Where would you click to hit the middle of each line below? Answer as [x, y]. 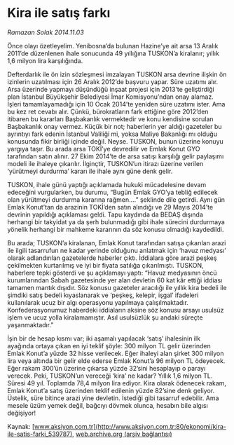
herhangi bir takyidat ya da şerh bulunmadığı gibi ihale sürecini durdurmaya [116, 221]
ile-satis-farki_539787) [40, 434]
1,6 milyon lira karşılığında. [45, 60]
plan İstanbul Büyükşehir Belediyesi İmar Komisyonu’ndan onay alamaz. [110, 97]
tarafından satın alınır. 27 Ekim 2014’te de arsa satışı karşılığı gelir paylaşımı [116, 156]
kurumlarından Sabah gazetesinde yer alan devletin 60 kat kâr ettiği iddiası [115, 280]
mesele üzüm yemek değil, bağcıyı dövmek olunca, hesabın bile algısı [108, 405]
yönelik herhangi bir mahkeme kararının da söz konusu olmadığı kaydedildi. [116, 229]
